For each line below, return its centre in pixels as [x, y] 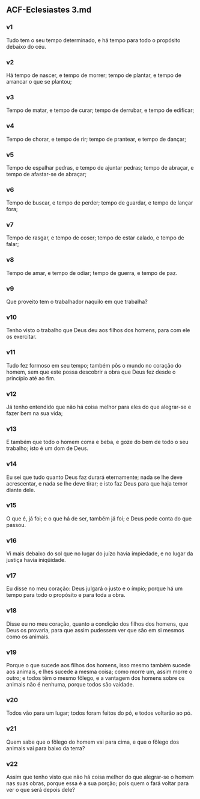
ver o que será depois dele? [41, 789]
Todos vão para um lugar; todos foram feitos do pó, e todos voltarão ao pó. [99, 713]
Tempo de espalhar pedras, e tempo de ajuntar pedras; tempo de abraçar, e [100, 167]
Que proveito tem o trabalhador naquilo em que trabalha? [77, 302]
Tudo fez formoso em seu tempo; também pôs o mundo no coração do [94, 365]
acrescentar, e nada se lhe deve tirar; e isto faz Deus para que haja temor [97, 483]
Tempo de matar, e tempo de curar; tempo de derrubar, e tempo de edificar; [100, 110]
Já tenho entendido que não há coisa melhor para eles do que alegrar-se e [99, 407]
